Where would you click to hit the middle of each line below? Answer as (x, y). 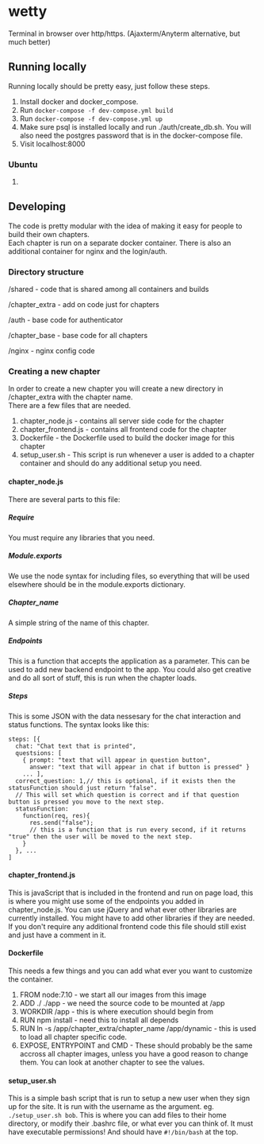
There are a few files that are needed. (70, 406)
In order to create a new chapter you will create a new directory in (116, 389)
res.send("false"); (61, 823)
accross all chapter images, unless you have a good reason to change (134, 1053)
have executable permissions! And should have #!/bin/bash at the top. (123, 1132)
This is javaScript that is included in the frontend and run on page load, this (131, 893)
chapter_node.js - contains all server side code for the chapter (122, 421)
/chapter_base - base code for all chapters (78, 336)
